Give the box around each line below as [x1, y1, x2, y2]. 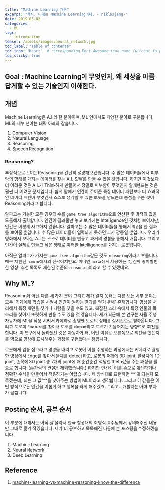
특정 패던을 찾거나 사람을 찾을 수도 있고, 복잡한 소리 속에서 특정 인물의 [18, 305, 152, 311]
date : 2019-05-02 [5, 16, 41, 21]
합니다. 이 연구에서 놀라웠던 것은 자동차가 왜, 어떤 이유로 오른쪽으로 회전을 [5, 329, 146, 335]
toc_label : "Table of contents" [5, 44, 71, 49]
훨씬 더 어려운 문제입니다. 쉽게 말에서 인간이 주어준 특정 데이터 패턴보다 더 [5, 188, 146, 194]
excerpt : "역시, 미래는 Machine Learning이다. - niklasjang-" [5, 12, 128, 17]
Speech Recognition [12, 146, 54, 152]
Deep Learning [12, 452, 43, 458]
